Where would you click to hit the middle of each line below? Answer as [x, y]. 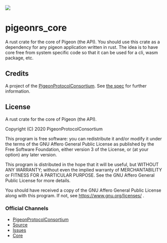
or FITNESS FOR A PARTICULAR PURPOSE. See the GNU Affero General [80, 175]
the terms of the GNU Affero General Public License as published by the [80, 144]
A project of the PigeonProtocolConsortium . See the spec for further [76, 86]
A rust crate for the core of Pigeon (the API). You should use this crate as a [82, 42]
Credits [17, 74]
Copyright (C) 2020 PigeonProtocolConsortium [54, 129]
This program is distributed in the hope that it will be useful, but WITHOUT [82, 164]
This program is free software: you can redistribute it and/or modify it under [83, 138]
